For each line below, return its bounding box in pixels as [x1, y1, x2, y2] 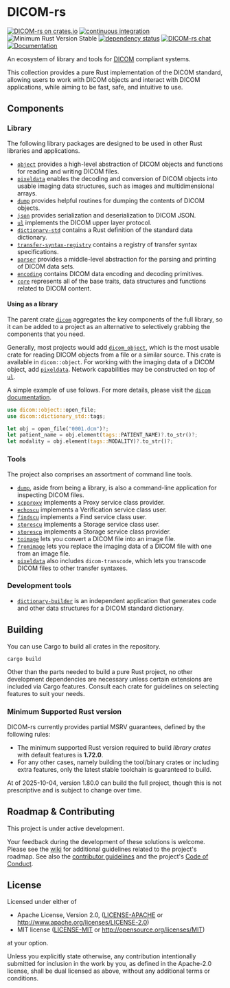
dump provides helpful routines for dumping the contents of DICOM [16, 196, 205, 204]
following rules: [7, 730, 51, 738]
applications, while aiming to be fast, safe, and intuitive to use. [7, 83, 183, 91]
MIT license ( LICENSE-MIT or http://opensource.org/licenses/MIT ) [16, 925, 205, 934]
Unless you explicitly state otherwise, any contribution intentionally [7, 952, 196, 960]
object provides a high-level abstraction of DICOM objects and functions [16, 160, 223, 168]
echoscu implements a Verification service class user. [16, 505, 167, 514]
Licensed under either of [7, 898, 77, 906]
